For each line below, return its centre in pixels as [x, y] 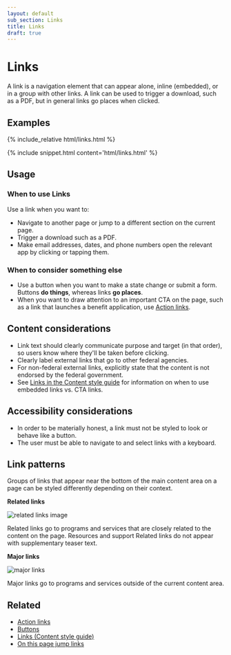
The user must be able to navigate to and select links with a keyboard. [117, 443]
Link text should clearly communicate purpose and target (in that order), [120, 345]
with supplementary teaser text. [52, 543]
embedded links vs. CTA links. [60, 389]
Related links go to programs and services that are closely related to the [109, 528]
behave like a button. [47, 435]
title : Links [26, 26]
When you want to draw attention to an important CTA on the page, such [120, 299]
